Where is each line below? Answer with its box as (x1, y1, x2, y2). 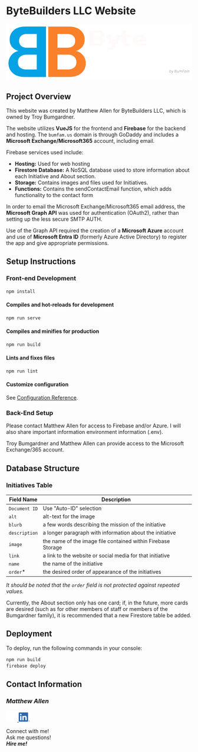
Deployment (6, 629, 52, 639)
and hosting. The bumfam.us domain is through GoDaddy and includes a (6, 131, 179, 138)
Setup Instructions (6, 257, 76, 267)
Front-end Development (6, 274, 77, 283)
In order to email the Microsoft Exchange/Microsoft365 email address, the (6, 202, 186, 210)
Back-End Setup (6, 408, 54, 417)
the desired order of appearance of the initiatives (42, 568, 161, 576)
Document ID (8, 506, 38, 512)
